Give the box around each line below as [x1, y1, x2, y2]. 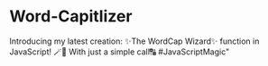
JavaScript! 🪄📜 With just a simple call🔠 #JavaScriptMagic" [9, 46, 230, 57]
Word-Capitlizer [9, 6, 133, 27]
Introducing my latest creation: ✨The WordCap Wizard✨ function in [9, 36, 260, 46]
